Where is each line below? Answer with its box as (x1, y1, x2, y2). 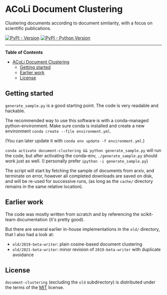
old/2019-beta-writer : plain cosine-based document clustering (12, 241, 143, 247)
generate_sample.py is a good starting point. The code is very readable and (5, 102, 159, 108)
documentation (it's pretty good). (16, 216, 84, 222)
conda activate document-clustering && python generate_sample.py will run (5, 147, 162, 153)
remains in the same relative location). (5, 183, 83, 189)
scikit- (141, 211, 154, 217)
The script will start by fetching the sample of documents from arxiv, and (5, 167, 154, 173)
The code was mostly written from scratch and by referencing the (5, 211, 140, 217)
